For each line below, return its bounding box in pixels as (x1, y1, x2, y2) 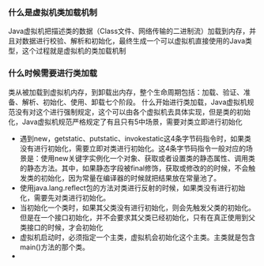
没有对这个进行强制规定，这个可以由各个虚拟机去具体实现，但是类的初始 (14, 107, 251, 116)
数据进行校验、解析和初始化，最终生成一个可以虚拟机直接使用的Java (21, 36, 246, 46)
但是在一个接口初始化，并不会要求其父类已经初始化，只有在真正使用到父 (19, 212, 255, 222)
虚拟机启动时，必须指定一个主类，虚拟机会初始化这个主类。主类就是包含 (19, 232, 255, 242)
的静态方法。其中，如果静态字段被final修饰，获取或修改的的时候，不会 (19, 163, 249, 173)
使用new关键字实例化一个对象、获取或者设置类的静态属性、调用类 (40, 153, 255, 163)
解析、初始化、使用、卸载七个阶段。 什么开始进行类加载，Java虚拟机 (21, 97, 247, 107)
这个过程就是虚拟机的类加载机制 (21, 46, 126, 56)
